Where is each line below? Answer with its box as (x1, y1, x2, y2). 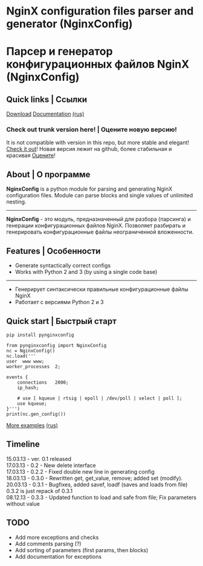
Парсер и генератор (6, 45, 113, 59)
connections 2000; (17, 379, 69, 386)
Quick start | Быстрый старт (6, 316, 117, 326)
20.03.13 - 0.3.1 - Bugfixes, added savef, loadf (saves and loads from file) (6, 481, 188, 488)
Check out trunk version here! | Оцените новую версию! (6, 126, 177, 134)
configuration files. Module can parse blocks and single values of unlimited (6, 192, 193, 199)
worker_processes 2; (6, 363, 61, 369)
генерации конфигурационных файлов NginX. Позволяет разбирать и (6, 222, 186, 229)
